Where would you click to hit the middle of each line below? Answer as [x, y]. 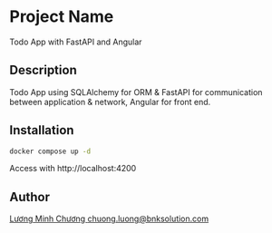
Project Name [62, 17]
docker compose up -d [50, 151]
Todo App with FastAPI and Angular [76, 42]
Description [43, 70]
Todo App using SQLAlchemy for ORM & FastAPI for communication [136, 92]
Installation [42, 130]
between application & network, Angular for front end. [110, 102]
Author [29, 197]
